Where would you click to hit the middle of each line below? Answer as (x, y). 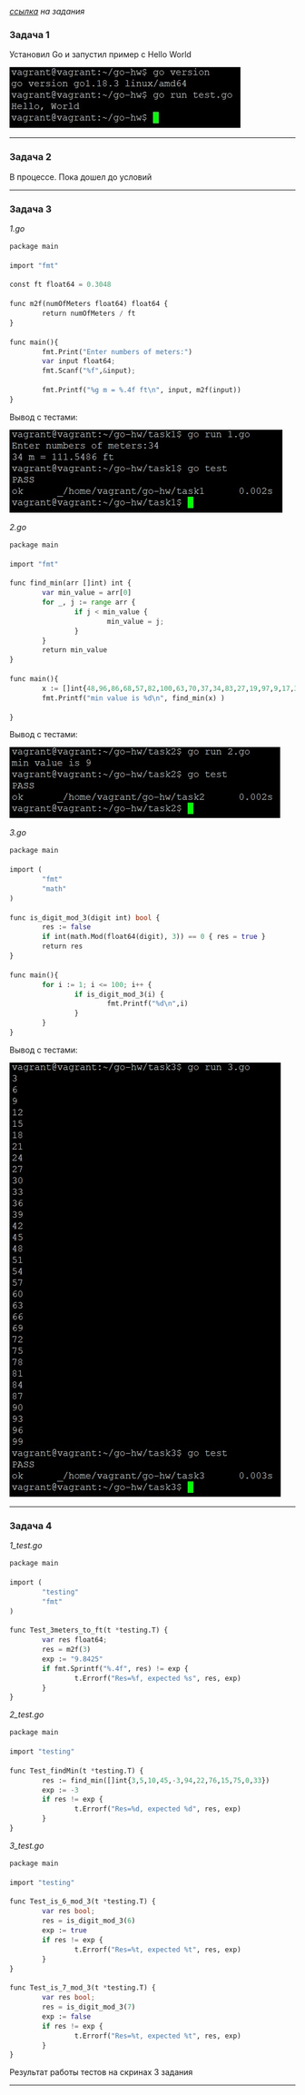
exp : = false (67, 2016)
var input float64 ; (79, 361)
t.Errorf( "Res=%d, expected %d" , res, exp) (158, 1809)
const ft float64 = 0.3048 (60, 285)
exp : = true (65, 1931)
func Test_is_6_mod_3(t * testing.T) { (83, 1902)
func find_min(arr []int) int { (70, 583)
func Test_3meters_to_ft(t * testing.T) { (89, 1631)
